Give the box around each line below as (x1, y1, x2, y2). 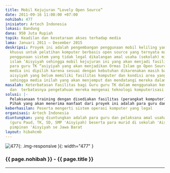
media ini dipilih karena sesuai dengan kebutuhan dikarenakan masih (10, 69, 159, 74)
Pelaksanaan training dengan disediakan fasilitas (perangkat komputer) (10, 96, 166, 101)
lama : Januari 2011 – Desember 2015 (5, 40, 82, 45)
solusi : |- (5, 92, 28, 97)
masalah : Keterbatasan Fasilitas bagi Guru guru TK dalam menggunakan (5, 82, 157, 87)
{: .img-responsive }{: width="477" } (18, 143, 94, 149)
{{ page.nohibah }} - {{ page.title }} (5, 156, 94, 163)
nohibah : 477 (5, 17, 33, 22)
